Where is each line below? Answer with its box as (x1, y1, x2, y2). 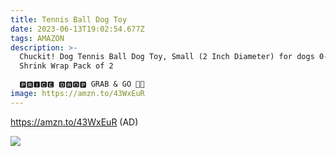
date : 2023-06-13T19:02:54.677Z (10, 24, 145, 34)
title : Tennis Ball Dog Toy (10, 14, 128, 25)
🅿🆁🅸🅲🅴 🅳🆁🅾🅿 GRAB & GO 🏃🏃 (19, 79, 145, 90)
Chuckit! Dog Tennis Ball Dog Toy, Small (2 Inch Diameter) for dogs (19, 52, 315, 62)
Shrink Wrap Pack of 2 (19, 61, 114, 71)
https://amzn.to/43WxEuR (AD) (10, 116, 139, 128)
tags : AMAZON (10, 33, 65, 43)
